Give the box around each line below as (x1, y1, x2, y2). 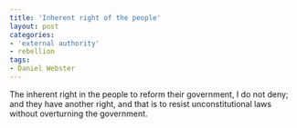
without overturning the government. (9, 108, 148, 119)
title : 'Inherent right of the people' (9, 13, 162, 23)
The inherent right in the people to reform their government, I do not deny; (9, 88, 290, 100)
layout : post (9, 22, 59, 31)
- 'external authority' (9, 38, 101, 48)
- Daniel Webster (9, 64, 76, 74)
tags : (9, 55, 30, 64)
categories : (9, 30, 55, 39)
